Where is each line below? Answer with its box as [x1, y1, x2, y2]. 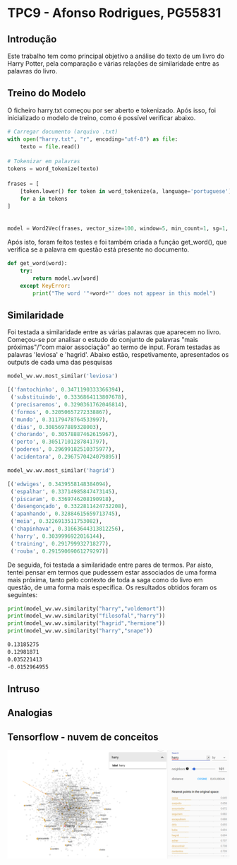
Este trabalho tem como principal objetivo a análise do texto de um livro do [7, 52, 224, 60]
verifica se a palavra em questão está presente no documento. [7, 245, 190, 254]
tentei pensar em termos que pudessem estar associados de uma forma [7, 567, 217, 577]
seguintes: [7, 590, 38, 599]
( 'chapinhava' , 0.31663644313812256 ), [10, 525, 125, 532]
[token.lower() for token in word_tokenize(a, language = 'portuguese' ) [20, 187, 232, 195]
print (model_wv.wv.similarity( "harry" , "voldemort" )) [7, 605, 166, 612]
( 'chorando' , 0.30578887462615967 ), [10, 431, 119, 438]
